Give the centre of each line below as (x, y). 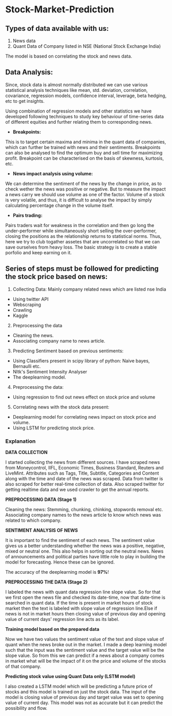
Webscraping (27, 305)
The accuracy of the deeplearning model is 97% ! (57, 572)
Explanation (21, 441)
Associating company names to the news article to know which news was (83, 515)
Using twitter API (31, 299)
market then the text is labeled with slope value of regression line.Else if (81, 608)
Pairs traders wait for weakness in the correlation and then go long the (80, 225)
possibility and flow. (26, 708)
